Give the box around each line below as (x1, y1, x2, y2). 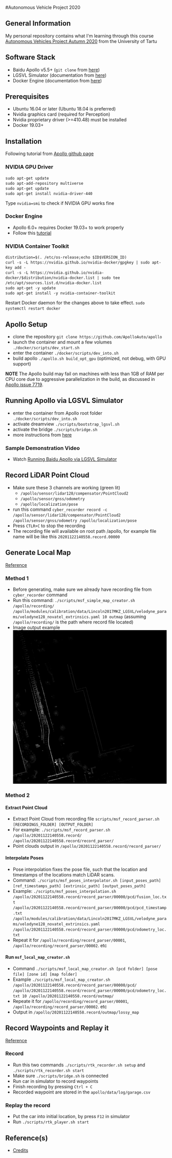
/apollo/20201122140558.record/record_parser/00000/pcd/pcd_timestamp (12, 905, 167, 910)
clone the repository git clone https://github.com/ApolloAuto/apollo (12, 333, 162, 339)
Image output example (12, 624, 60, 630)
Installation (5, 137, 42, 145)
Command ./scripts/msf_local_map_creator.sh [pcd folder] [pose (12, 965, 158, 972)
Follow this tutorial (12, 230, 52, 236)
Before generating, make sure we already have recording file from (12, 586, 152, 592)
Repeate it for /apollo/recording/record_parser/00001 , (12, 998, 129, 1004)
